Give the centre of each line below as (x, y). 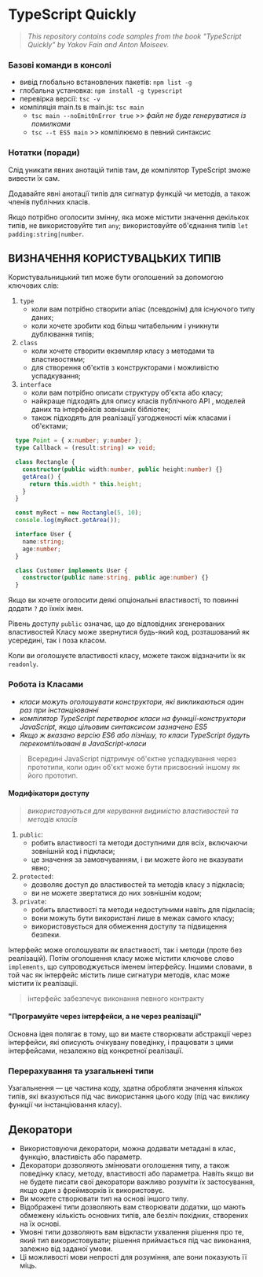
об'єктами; (49, 426)
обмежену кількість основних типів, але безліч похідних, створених (134, 1216)
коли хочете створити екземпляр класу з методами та (122, 351)
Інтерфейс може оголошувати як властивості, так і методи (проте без (125, 950)
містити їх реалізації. (43, 983)
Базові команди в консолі (60, 64)
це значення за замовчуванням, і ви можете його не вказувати (137, 859)
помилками (51, 124)
